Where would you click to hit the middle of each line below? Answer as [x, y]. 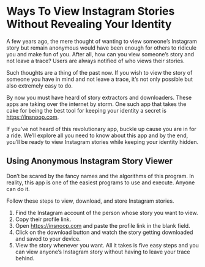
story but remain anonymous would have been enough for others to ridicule [102, 48]
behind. [25, 258]
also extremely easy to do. [40, 85]
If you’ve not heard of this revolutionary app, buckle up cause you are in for [102, 129]
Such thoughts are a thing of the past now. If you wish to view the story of [99, 72]
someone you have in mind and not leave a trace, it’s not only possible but [99, 79]
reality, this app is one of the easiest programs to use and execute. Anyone [101, 182]
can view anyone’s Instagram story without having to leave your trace [102, 252]
